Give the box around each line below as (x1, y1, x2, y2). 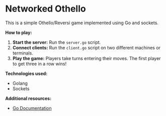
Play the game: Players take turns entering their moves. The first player (12, 55, 161, 61)
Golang (12, 80, 28, 86)
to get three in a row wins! (12, 61, 67, 67)
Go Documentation (12, 105, 52, 111)
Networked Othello (5, 3, 87, 15)
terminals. (12, 50, 34, 56)
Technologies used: (5, 70, 48, 76)
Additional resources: (5, 95, 52, 101)
